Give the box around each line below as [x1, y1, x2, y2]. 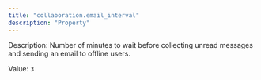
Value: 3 [8, 64, 34, 73]
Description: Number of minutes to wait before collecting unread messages [8, 40, 253, 49]
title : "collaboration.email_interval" [8, 11, 140, 20]
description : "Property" [8, 19, 90, 27]
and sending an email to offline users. [8, 49, 130, 58]
